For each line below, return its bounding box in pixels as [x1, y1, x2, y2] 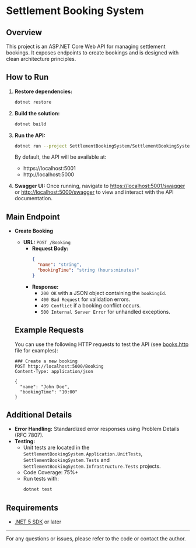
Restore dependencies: [14, 88, 73, 95]
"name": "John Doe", [20, 383, 70, 390]
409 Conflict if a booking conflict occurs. [40, 302, 141, 309]
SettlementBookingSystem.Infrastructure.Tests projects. [23, 463, 161, 470]
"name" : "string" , [37, 262, 82, 268]
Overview [6, 28, 43, 37]
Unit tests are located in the [23, 444, 90, 451]
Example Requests [14, 325, 84, 335]
